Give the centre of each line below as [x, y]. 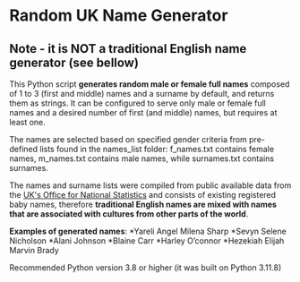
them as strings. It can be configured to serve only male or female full [138, 103]
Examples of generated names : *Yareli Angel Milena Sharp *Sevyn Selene [148, 231]
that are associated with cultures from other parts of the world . [129, 214]
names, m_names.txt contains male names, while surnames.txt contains [142, 158]
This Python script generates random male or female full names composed [150, 84]
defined [24, 149]
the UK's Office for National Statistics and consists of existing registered [142, 195]
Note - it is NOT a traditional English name [128, 49]
